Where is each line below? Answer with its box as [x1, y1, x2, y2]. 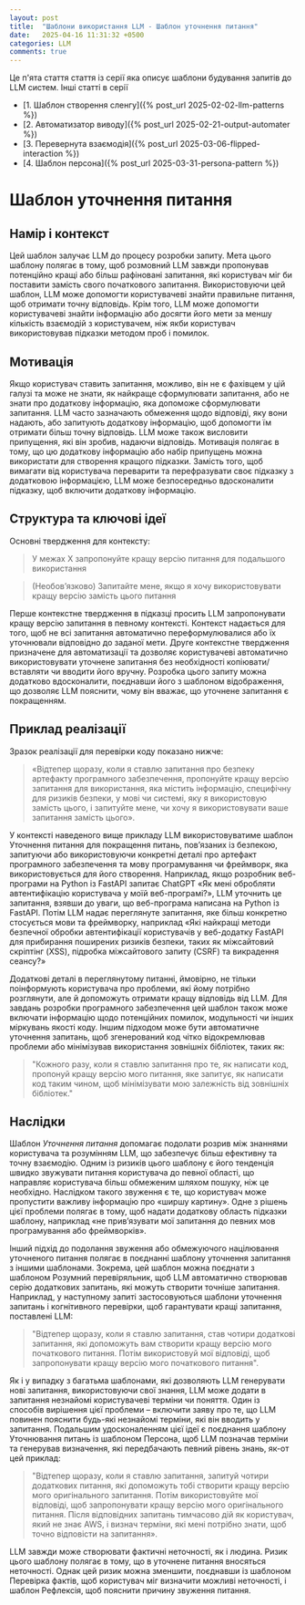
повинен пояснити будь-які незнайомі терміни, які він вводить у [9, 1414, 260, 1425]
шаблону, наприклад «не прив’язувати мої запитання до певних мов [9, 1216, 276, 1227]
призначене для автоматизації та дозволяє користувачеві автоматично [9, 647, 289, 658]
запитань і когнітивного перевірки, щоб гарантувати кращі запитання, [9, 1301, 282, 1312]
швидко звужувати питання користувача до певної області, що [9, 1167, 255, 1178]
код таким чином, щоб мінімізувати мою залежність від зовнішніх [31, 1078, 290, 1089]
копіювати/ [226, 656, 270, 667]
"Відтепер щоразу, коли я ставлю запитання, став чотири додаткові [31, 1329, 296, 1340]
